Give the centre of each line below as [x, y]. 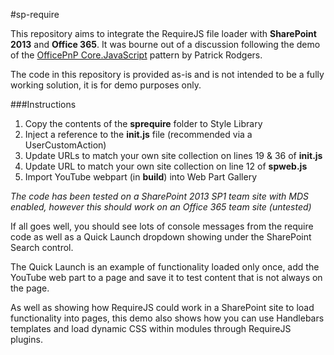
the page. [30, 288]
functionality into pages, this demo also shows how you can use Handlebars [167, 318]
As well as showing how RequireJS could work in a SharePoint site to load [162, 307]
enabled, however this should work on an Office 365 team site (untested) [161, 207]
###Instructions [43, 104]
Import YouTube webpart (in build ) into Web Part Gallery [140, 177]
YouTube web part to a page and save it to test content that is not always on [166, 277]
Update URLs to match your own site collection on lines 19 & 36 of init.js [173, 155]
